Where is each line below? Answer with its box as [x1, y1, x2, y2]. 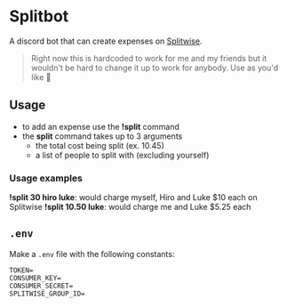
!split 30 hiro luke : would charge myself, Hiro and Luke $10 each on [9, 192, 258, 203]
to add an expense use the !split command [21, 121, 179, 132]
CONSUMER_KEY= [9, 273, 62, 282]
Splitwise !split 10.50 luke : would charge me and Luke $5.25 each [9, 202, 251, 213]
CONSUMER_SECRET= [9, 281, 74, 290]
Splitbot [9, 6, 69, 27]
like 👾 [30, 71, 52, 82]
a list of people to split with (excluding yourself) [35, 149, 210, 160]
